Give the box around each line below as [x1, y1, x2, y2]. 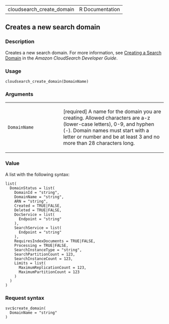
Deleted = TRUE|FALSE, [14, 207, 62, 212]
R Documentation [79, 6, 120, 13]
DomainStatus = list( [10, 185, 55, 191]
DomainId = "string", [14, 190, 59, 195]
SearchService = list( [14, 225, 62, 230]
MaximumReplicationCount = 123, [18, 265, 87, 270]
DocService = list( [14, 212, 55, 217]
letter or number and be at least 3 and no [63, 133, 160, 140]
